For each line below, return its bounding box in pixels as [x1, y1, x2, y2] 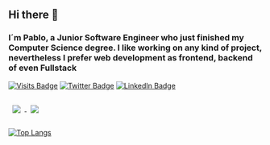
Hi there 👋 [8, 8, 59, 22]
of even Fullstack [8, 62, 77, 73]
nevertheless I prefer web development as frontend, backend [8, 52, 253, 64]
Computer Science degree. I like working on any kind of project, [8, 42, 262, 53]
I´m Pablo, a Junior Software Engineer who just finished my [8, 32, 244, 43]
